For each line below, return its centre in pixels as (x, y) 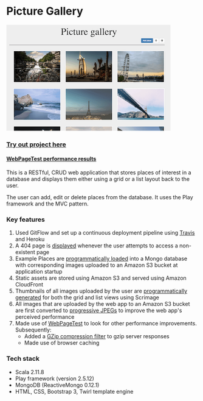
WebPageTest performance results (51, 159)
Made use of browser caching (62, 343)
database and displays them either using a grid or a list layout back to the (98, 179)
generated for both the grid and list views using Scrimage (87, 297)
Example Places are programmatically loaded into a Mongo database (101, 259)
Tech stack (23, 359)
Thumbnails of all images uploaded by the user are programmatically (101, 291)
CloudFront (29, 285)
